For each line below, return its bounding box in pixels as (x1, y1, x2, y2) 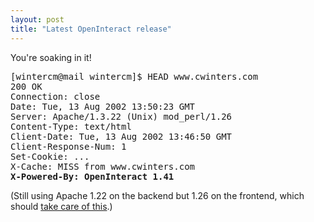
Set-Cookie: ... (10, 151, 90, 162)
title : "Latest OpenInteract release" (10, 24, 172, 34)
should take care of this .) (10, 200, 113, 212)
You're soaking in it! (10, 51, 92, 63)
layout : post (10, 14, 65, 25)
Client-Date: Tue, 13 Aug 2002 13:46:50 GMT (10, 131, 233, 142)
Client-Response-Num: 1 (10, 141, 127, 152)
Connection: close (10, 91, 101, 102)
